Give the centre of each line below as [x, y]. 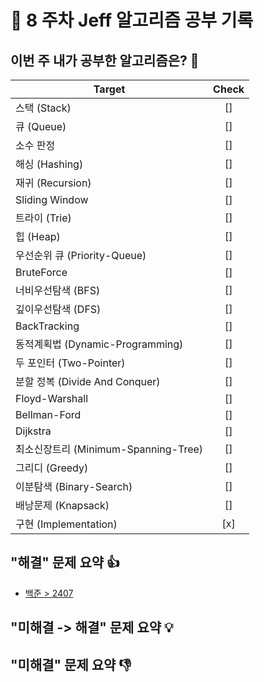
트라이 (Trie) [43, 218]
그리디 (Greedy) [52, 468]
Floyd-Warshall [52, 398]
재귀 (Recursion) [53, 183]
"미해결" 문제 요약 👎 [71, 664]
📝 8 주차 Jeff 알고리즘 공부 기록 [132, 20]
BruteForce [41, 272]
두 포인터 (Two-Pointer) [70, 363]
